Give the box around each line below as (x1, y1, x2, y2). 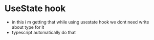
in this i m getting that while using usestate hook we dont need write (11, 19, 150, 25)
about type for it (11, 24, 44, 30)
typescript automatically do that (11, 29, 76, 35)
